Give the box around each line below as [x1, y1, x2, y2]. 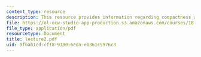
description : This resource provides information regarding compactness [6, 14, 191, 20]
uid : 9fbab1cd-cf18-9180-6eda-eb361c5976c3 [6, 42, 117, 48]
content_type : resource [6, 8, 66, 15]
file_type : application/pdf [6, 25, 77, 31]
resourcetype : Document [6, 31, 66, 37]
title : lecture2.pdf [6, 36, 58, 42]
